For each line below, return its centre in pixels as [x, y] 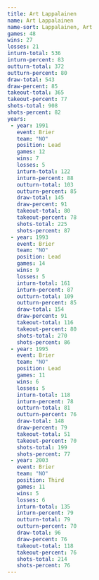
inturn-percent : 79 [45, 513]
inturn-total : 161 [44, 283]
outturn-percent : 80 [38, 73]
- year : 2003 [29, 461]
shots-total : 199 [42, 447]
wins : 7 [28, 159]
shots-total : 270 [42, 336]
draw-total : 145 [40, 198]
